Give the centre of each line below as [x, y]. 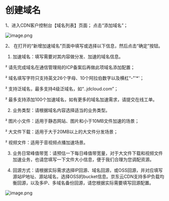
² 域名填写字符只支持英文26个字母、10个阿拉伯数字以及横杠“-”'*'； [75, 78]
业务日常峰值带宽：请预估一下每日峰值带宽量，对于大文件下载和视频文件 [88, 153]
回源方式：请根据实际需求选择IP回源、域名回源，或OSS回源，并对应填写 [88, 170]
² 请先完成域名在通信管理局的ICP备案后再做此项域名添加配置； [70, 67]
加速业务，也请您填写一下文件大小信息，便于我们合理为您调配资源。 [83, 159]
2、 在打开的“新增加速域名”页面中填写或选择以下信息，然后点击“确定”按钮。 [84, 45]
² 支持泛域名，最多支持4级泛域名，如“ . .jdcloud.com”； [62, 88]
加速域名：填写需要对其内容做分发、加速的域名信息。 [68, 57]
